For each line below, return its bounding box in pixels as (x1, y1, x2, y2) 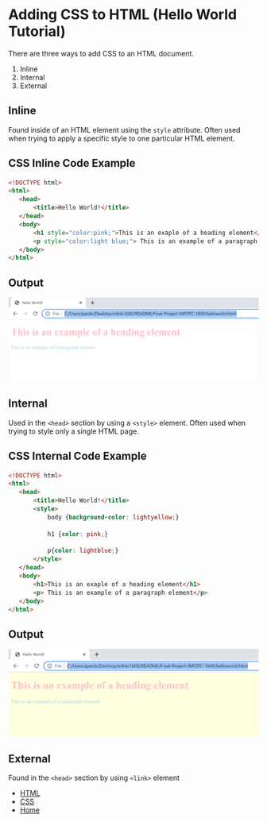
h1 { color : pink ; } (47, 530, 109, 538)
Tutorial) (8, 22, 66, 41)
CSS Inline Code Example (8, 156, 136, 170)
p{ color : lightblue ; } (47, 546, 119, 555)
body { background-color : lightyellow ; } (47, 513, 180, 521)
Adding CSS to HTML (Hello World (8, 6, 237, 24)
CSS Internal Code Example (8, 450, 147, 463)
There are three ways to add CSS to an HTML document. (8, 48, 195, 58)
